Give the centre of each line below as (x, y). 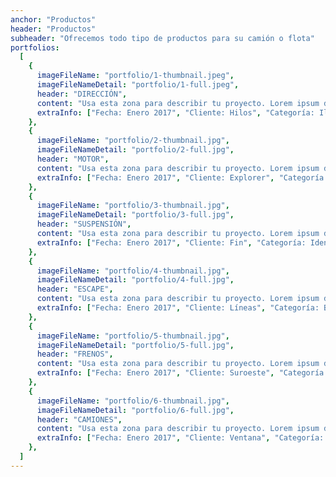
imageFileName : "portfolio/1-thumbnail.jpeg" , (135, 76)
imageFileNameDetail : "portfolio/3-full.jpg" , (135, 215)
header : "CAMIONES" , (79, 419)
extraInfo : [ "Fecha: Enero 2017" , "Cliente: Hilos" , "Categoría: (175, 112)
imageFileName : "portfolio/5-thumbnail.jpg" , (133, 336)
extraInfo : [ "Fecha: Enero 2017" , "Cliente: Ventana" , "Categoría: (180, 438)
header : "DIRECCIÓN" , (82, 94)
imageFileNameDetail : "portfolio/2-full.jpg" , (135, 150)
